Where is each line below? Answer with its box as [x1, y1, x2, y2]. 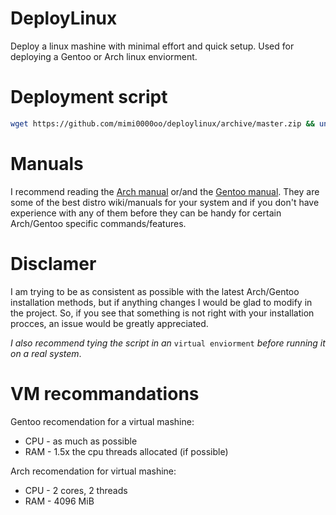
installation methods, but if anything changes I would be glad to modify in [10, 296, 313, 308]
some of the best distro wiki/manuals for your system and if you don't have [10, 196, 320, 208]
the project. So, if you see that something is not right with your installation [10, 307, 315, 319]
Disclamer [10, 252, 97, 275]
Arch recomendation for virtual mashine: [10, 465, 177, 477]
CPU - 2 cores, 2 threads [24, 484, 128, 496]
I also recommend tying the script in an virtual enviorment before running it [10, 337, 326, 349]
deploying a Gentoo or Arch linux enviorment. [10, 50, 198, 62]
